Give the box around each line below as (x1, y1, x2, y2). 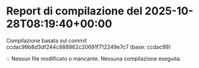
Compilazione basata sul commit (6, 37, 87, 44)
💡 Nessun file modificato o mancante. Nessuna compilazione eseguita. (6, 55, 182, 62)
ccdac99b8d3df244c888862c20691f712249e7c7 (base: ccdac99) (6, 43, 171, 51)
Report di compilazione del (6, 4, 142, 18)
